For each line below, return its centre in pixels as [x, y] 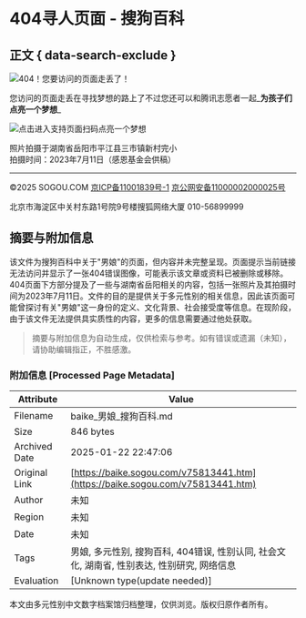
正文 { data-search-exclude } [93, 55]
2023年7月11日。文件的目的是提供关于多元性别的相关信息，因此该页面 [156, 296]
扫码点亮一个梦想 [114, 129]
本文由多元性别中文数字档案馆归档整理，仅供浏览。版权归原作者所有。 [141, 604]
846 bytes [93, 431]
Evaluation [36, 581]
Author [29, 500]
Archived [33, 447]
